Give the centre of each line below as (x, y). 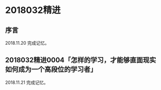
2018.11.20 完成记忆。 (27, 43)
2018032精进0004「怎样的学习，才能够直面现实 (80, 60)
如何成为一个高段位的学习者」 (51, 69)
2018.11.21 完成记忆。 (27, 82)
